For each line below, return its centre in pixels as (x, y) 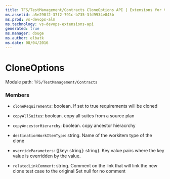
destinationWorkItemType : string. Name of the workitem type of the (82, 135)
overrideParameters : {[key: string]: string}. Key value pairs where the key (88, 150)
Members (17, 95)
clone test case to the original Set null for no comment (69, 171)
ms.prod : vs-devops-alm (30, 19)
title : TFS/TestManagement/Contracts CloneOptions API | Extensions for (83, 10)
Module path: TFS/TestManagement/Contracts (51, 82)
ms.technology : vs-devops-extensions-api (50, 24)
